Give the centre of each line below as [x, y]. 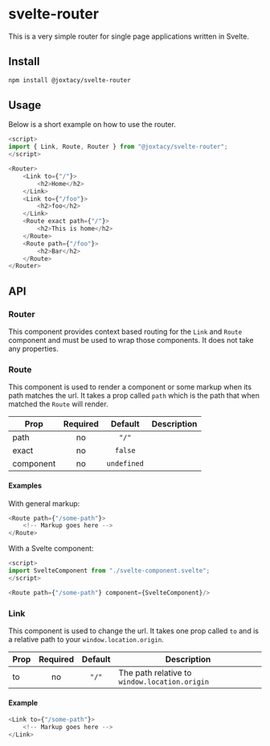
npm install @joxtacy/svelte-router [70, 80]
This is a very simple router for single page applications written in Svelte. [129, 36]
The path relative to [155, 673]
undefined [125, 464]
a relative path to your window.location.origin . [86, 639]
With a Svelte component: [51, 549]
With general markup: [44, 503]
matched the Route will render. [58, 404]
